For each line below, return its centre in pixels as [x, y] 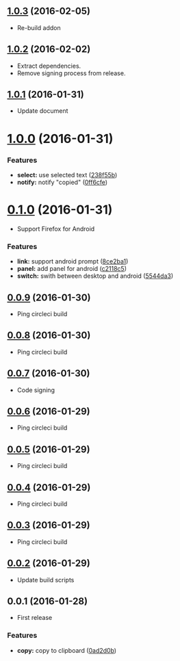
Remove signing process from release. [71, 73]
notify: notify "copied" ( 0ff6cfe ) [62, 182]
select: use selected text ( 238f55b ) [67, 174]
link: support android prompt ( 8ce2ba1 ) [73, 261]
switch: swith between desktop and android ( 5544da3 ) [95, 276]
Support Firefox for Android [56, 229]
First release [35, 618]
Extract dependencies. [49, 66]
